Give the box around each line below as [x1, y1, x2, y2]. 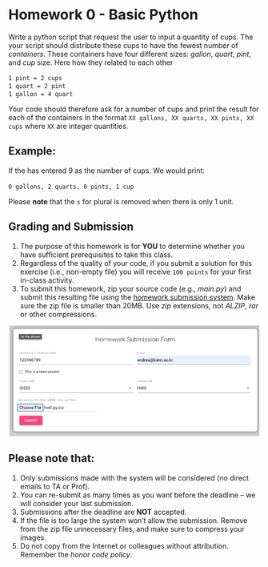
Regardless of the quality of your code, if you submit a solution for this [19, 258, 252, 267]
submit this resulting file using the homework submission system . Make [19, 292, 256, 302]
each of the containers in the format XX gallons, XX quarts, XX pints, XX [8, 112, 254, 122]
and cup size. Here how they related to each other [8, 58, 174, 67]
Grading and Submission [8, 220, 134, 234]
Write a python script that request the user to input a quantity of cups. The [8, 32, 254, 42]
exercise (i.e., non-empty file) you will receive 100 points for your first [19, 267, 252, 276]
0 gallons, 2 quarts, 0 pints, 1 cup [8, 183, 134, 191]
